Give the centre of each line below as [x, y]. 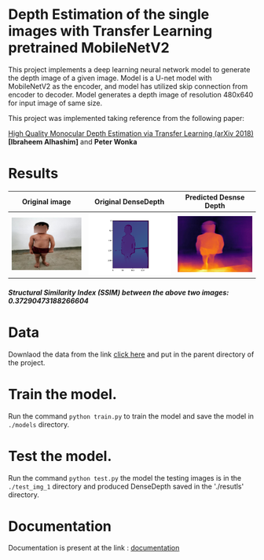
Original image [47, 201]
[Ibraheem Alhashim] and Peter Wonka [73, 141]
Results [33, 174]
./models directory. [38, 424]
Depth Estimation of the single [109, 15]
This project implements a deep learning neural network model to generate [129, 69]
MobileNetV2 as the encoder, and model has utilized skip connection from [128, 86]
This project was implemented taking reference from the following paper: [126, 118]
